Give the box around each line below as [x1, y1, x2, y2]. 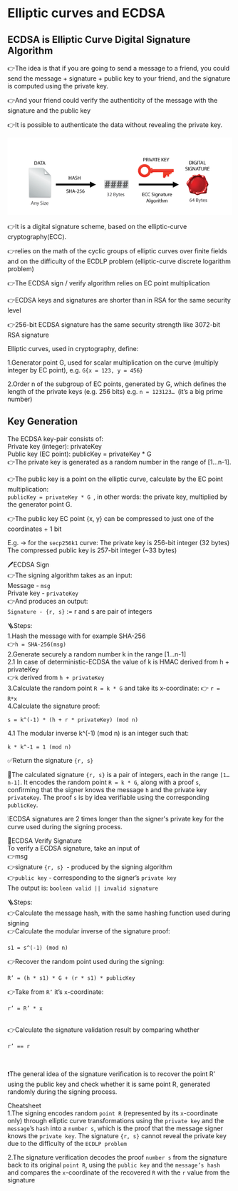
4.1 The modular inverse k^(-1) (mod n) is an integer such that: [7, 729, 189, 737]
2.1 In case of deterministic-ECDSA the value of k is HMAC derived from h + [7, 657, 229, 666]
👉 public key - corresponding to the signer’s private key [7, 873, 177, 882]
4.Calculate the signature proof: [7, 701, 100, 710]
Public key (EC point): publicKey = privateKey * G [7, 450, 152, 458]
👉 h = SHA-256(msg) [7, 639, 66, 648]
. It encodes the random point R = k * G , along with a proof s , [20, 778, 201, 786]
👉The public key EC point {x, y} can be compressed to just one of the [7, 514, 214, 522]
